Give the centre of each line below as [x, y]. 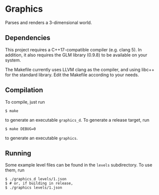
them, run [15, 170]
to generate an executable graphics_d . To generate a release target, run [77, 120]
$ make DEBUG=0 [21, 129]
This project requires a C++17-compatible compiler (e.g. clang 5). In [73, 49]
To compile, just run [25, 102]
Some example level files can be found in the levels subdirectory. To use [79, 165]
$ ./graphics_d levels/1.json [36, 179]
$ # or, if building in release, [39, 184]
